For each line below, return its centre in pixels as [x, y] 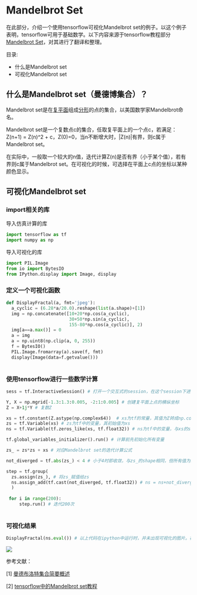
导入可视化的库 [24, 252]
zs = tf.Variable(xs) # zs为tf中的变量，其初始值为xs [68, 424]
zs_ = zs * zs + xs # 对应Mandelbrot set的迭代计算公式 [69, 450]
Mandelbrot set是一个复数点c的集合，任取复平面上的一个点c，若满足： [91, 129]
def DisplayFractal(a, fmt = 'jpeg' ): [51, 303]
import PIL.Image [27, 263]
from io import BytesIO [35, 269]
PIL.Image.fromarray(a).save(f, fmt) [57, 352]
